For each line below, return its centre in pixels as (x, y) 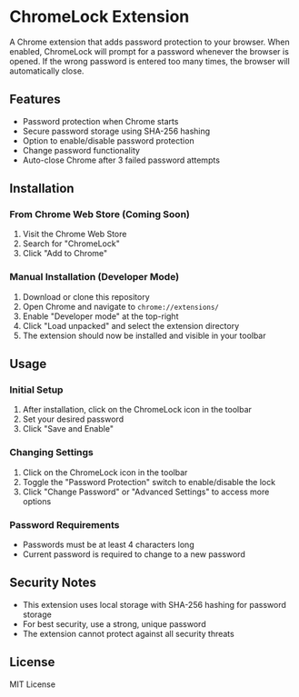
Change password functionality (81, 150)
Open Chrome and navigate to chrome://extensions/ (121, 306)
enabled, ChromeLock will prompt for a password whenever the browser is (149, 51)
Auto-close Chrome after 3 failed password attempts (121, 160)
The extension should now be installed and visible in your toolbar (144, 335)
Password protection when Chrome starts (100, 121)
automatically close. (47, 71)
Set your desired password (73, 419)
